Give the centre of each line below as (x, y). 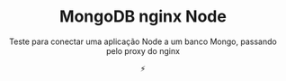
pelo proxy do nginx (143, 50)
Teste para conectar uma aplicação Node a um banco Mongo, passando (143, 41)
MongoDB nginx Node (143, 17)
